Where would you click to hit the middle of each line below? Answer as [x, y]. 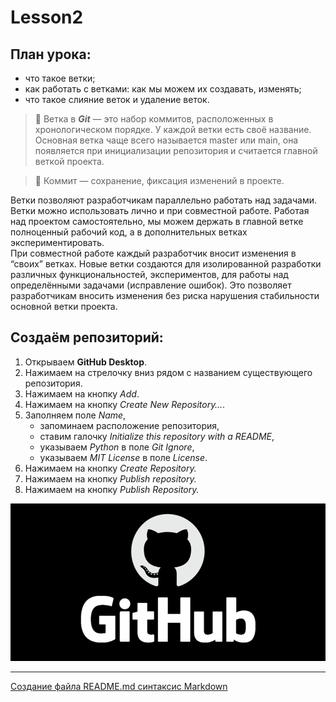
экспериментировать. [57, 242]
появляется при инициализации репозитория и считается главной [176, 150]
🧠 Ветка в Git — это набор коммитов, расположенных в [154, 119]
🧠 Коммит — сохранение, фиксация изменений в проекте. [159, 180]
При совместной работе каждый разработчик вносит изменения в [153, 253]
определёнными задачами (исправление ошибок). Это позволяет [151, 285]
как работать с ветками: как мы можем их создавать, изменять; [163, 89]
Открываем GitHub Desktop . [86, 362]
